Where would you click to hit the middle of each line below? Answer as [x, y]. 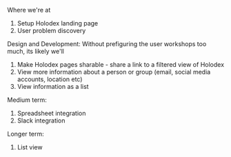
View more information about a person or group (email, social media [114, 72]
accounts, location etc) [50, 79]
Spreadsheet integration [51, 113]
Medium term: [27, 100]
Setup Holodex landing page [58, 23]
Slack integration [41, 121]
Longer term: [26, 134]
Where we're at [29, 10]
